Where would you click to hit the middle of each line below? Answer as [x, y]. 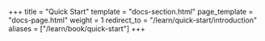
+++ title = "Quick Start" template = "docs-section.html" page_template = [131, 12]
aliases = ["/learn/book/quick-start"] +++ [77, 29]
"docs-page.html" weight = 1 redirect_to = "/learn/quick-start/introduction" [133, 20]
